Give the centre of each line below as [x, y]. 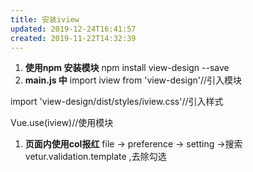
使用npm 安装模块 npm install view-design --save [127, 68]
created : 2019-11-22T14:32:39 [73, 38]
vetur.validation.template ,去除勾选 [95, 157]
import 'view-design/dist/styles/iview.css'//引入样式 [117, 102]
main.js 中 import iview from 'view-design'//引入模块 [133, 80]
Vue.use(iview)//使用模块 [62, 123]
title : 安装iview [45, 19]
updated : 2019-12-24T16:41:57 [73, 29]
